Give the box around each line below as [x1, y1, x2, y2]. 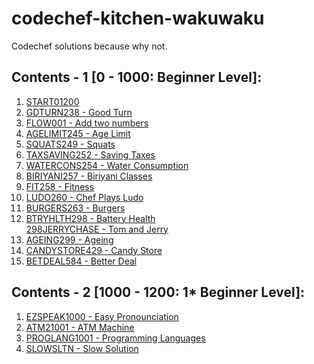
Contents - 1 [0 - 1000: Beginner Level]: [11, 69, 263, 86]
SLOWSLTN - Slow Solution [25, 342, 139, 354]
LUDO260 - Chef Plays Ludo [25, 191, 144, 203]
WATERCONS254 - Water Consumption [25, 159, 189, 171]
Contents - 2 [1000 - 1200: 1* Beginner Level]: [11, 284, 306, 301]
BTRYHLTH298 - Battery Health [25, 212, 156, 224]
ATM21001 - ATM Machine [25, 321, 135, 333]
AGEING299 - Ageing [25, 233, 114, 246]
